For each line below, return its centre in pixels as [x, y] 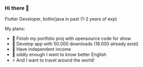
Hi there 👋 [17, 8]
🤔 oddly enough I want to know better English [59, 54]
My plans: [15, 29]
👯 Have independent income [42, 49]
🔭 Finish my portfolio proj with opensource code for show [71, 39]
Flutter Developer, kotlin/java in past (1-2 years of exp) [61, 19]
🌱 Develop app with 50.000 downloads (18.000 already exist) [75, 44]
